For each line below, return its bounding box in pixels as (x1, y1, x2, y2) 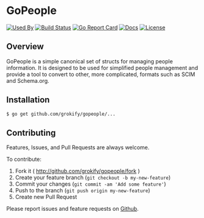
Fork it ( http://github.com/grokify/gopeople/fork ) (15, 167, 140, 175)
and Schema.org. (6, 77, 50, 84)
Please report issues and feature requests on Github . (6, 205, 139, 213)
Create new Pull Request (15, 193, 77, 201)
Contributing (6, 127, 56, 138)
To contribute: (6, 156, 41, 163)
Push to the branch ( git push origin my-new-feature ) (15, 187, 150, 194)
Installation (6, 95, 50, 105)
